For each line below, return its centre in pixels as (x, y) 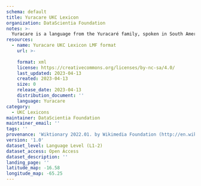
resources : (20, 40)
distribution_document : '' (51, 95)
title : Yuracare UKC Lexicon (42, 17)
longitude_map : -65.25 (34, 174)
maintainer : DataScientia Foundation (53, 118)
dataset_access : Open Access (42, 151)
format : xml (32, 62)
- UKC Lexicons (31, 112)
